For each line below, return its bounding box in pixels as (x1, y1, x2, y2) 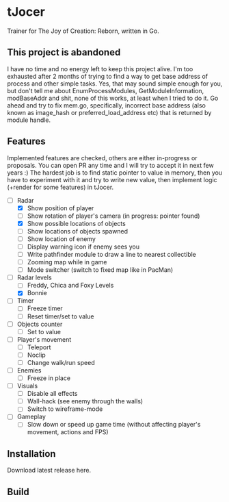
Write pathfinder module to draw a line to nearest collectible (27, 251, 197, 258)
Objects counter (16, 320, 63, 328)
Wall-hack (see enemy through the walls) (27, 397, 144, 405)
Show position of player (27, 203, 94, 212)
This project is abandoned (7, 47, 121, 58)
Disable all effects (27, 390, 78, 398)
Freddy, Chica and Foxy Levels (27, 281, 114, 290)
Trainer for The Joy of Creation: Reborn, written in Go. (7, 27, 159, 35)
